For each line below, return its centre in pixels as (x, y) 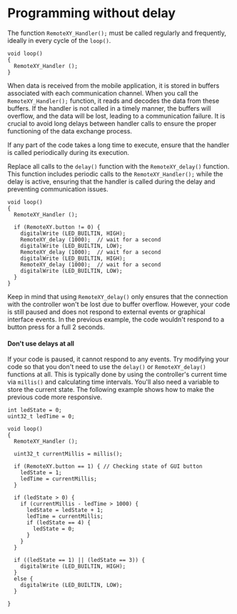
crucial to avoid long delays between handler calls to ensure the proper (112, 124)
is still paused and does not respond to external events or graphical (106, 311)
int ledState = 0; (35, 411)
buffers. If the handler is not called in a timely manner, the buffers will (109, 108)
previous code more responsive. (55, 397)
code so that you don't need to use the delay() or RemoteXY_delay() (107, 367)
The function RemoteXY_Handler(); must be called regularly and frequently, (117, 33)
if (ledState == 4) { (59, 523)
